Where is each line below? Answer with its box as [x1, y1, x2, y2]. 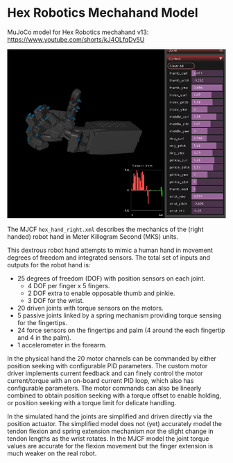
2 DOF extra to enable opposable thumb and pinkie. [27, 289, 175, 297]
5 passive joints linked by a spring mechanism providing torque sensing [17, 311, 222, 320]
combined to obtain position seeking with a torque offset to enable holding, [7, 391, 222, 400]
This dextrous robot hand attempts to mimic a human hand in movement [7, 246, 214, 254]
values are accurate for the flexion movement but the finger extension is [7, 441, 214, 450]
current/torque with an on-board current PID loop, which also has [7, 376, 194, 384]
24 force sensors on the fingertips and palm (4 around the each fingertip [17, 326, 225, 334]
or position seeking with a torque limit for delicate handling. [7, 398, 177, 407]
